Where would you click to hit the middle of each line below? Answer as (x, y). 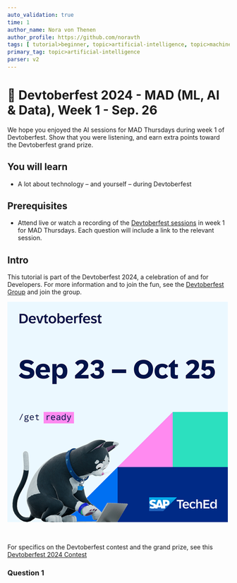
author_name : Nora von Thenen (52, 30)
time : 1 (19, 22)
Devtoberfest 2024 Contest (47, 555)
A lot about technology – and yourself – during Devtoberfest (104, 184)
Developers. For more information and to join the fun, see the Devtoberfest (116, 285)
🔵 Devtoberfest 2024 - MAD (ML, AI (114, 96)
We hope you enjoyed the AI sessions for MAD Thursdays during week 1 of (116, 130)
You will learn (38, 167)
